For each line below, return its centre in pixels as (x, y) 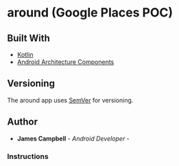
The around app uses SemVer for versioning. (70, 100)
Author (22, 122)
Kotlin (25, 54)
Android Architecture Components (65, 62)
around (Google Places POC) (90, 13)
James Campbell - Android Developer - (73, 138)
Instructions (28, 156)
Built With (28, 38)
